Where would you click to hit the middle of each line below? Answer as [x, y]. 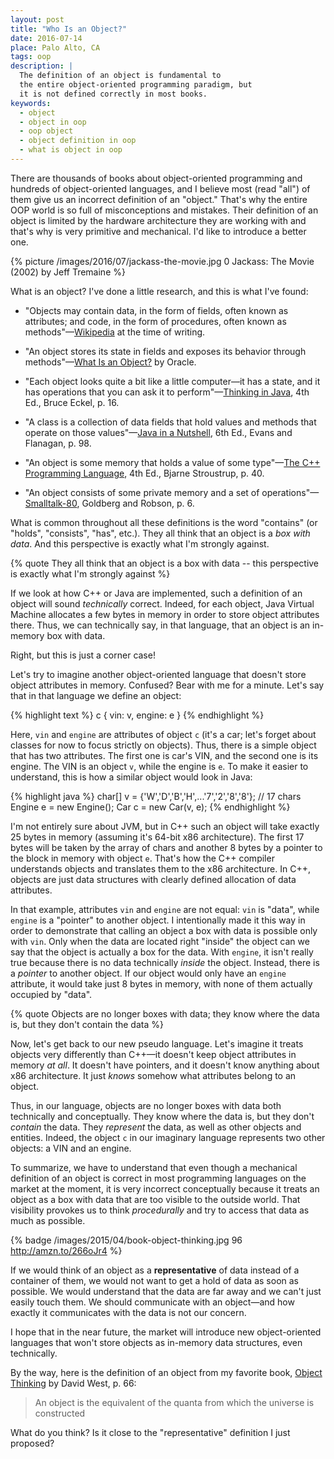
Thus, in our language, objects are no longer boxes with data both [146, 1105]
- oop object [46, 131]
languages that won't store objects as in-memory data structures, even [156, 1342]
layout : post [37, 19]
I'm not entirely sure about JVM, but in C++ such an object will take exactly [165, 826]
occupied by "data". [51, 994]
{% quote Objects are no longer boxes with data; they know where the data [165, 1013]
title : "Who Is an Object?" [69, 29]
